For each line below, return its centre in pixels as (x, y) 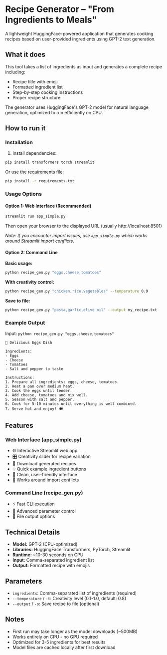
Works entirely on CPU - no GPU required (55, 637)
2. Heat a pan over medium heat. (40, 386)
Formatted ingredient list (38, 87)
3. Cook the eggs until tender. (39, 391)
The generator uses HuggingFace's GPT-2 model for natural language (77, 107)
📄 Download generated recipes (44, 464)
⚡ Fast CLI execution (33, 504)
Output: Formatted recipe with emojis (51, 566)
